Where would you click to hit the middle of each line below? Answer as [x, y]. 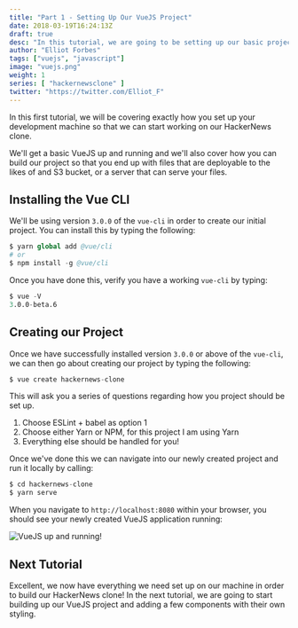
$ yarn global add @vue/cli [61, 247]
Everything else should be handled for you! [101, 442]
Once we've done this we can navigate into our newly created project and [144, 459]
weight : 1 [27, 75]
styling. [23, 614]
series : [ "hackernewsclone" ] [67, 83]
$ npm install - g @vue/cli [59, 263]
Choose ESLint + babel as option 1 [85, 423]
